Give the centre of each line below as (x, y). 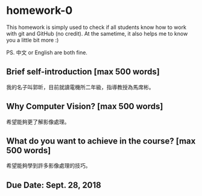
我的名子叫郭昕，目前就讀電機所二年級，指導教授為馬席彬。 (80, 87)
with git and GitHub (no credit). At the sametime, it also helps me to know (97, 33)
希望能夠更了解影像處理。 (38, 122)
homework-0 (39, 11)
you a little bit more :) (33, 40)
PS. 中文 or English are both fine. (47, 52)
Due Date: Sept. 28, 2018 (54, 185)
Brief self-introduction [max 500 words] (83, 72)
